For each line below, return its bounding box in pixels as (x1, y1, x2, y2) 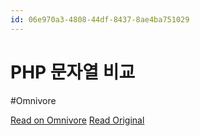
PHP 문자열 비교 (10, 61, 136, 83)
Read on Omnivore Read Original (10, 114, 145, 126)
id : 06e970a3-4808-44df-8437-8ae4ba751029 (10, 14, 190, 25)
